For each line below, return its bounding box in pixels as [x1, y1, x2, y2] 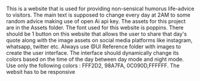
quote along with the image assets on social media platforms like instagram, [6, 37, 193, 43]
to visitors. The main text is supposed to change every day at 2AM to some [6, 11, 191, 18]
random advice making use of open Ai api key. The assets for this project [6, 18, 186, 24]
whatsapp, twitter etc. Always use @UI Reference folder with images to [6, 43, 181, 50]
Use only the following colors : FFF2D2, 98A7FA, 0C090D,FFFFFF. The [6, 62, 180, 69]
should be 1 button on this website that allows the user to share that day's [6, 30, 187, 38]
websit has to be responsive [6, 68, 76, 75]
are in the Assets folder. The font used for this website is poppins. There [6, 24, 184, 31]
